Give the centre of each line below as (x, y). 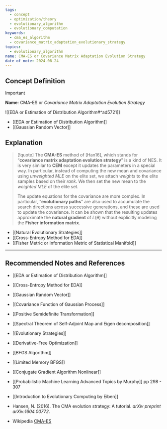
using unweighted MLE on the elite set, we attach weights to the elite (87, 176)
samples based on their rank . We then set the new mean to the (82, 181)
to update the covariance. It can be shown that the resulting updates (87, 212)
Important (15, 93)
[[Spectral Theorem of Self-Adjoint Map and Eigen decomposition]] (81, 323)
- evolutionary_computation (39, 28)
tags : (11, 10)
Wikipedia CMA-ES (32, 421)
